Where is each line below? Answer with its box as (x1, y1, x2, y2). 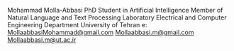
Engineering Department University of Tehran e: (7, 21, 147, 29)
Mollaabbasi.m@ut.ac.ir (7, 36, 77, 44)
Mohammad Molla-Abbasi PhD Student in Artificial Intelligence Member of (7, 6, 223, 14)
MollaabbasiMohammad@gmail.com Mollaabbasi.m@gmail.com (7, 28, 194, 36)
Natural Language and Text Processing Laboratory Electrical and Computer (7, 13, 227, 22)
